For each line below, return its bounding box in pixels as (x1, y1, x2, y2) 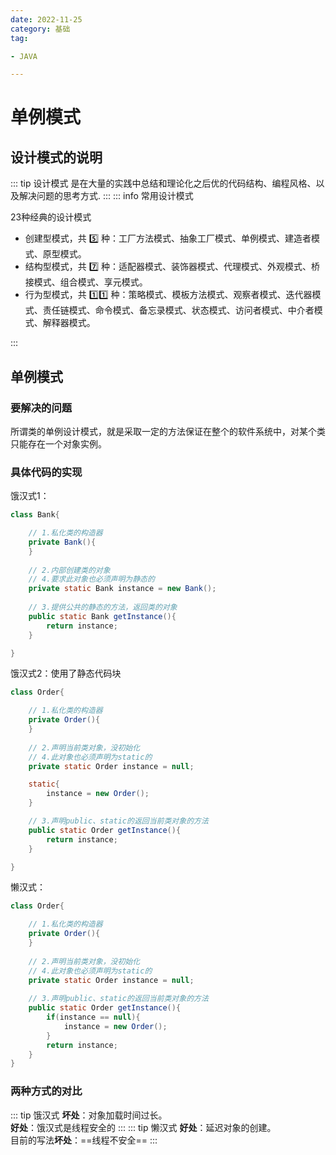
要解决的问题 (10, 401, 73, 415)
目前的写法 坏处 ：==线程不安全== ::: (10, 1134, 158, 1146)
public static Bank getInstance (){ (28, 611, 177, 621)
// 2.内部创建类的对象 (28, 565, 111, 575)
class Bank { (10, 510, 60, 520)
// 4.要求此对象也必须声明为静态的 (28, 574, 155, 585)
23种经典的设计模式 (10, 211, 92, 223)
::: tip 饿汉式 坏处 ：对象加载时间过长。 (10, 1109, 168, 1121)
